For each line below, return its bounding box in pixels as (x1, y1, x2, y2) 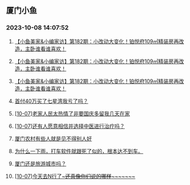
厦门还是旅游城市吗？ (14, 160, 66, 167)
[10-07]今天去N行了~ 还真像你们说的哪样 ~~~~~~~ (14, 173, 136, 180)
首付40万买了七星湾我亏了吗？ (14, 97, 89, 104)
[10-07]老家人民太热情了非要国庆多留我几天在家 (14, 110, 130, 117)
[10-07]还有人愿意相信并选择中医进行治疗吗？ (14, 123, 125, 130)
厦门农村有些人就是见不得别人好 (14, 135, 92, 142)
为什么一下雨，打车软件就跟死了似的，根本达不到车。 (14, 147, 144, 154)
